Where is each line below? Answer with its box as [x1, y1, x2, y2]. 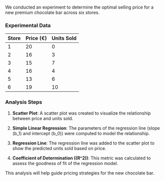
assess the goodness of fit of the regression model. [12, 160, 118, 166]
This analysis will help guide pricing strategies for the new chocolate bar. [5, 170, 155, 176]
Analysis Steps [5, 99, 42, 106]
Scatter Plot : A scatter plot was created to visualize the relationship [12, 110, 151, 116]
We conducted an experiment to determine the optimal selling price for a [5, 4, 154, 10]
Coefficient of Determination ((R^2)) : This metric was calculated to [12, 155, 151, 161]
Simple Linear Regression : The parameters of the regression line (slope [12, 125, 160, 131]
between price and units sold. [12, 115, 74, 121]
